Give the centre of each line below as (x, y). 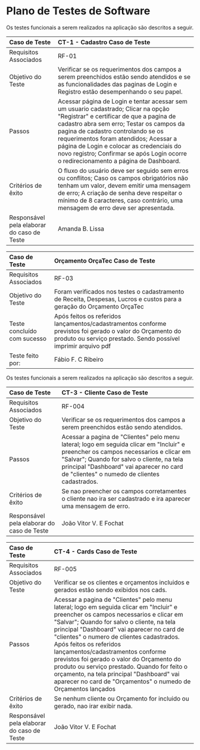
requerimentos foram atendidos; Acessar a (117, 138)
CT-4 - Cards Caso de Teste (96, 551)
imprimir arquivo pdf (83, 346)
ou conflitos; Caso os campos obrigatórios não (123, 178)
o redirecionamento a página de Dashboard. (119, 161)
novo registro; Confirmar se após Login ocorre (122, 153)
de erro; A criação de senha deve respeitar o (120, 193)
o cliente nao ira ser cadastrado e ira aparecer (126, 499)
